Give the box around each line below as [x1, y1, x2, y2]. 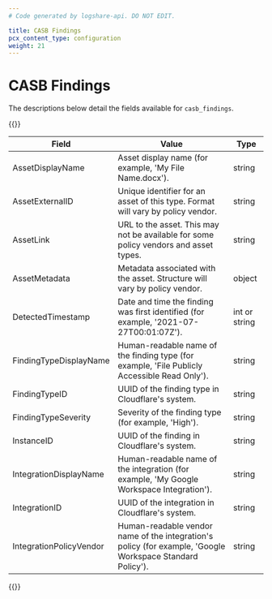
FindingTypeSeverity [12, 412, 91, 423]
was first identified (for [117, 306, 205, 317]
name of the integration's [117, 531, 214, 542]
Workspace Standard [117, 551, 198, 562]
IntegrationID [12, 502, 62, 514]
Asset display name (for [117, 152, 209, 163]
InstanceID [12, 435, 54, 446]
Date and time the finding [117, 296, 215, 308]
